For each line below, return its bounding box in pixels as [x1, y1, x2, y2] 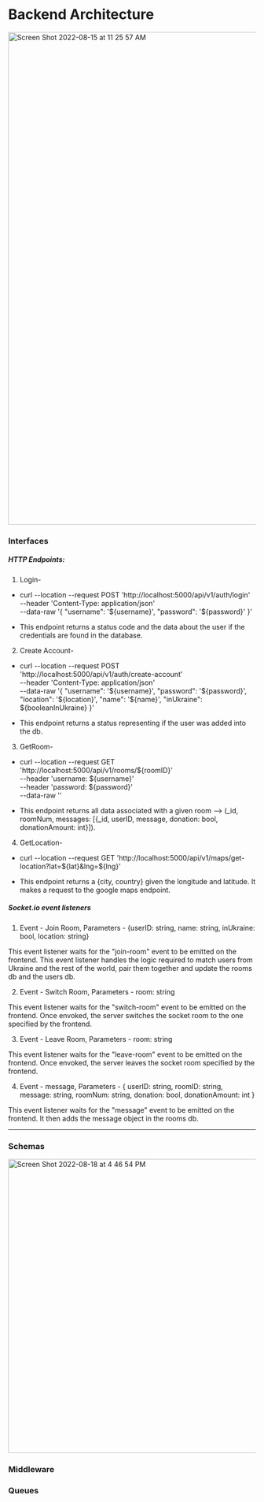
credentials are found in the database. [19, 630, 143, 640]
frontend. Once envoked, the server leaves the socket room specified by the [8, 1058, 255, 1067]
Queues [8, 1485, 39, 1496]
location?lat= [19, 861, 62, 871]
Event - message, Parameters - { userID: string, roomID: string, [19, 1081, 224, 1091]
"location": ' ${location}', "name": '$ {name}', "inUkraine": [19, 694, 203, 704]
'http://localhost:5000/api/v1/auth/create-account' [19, 669, 183, 679]
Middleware [8, 1464, 55, 1475]
